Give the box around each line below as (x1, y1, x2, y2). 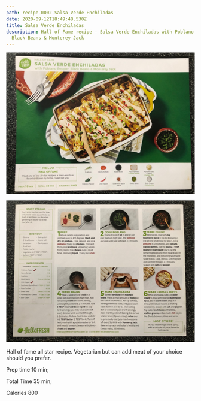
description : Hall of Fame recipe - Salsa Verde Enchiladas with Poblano (6, 29, 194, 35)
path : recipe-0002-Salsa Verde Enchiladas (6, 10, 114, 16)
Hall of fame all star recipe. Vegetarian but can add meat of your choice (6, 348, 182, 355)
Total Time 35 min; (6, 378, 53, 385)
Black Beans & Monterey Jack (11, 35, 84, 41)
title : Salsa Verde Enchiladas (6, 22, 84, 28)
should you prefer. (6, 354, 51, 362)
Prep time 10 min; (6, 366, 49, 373)
